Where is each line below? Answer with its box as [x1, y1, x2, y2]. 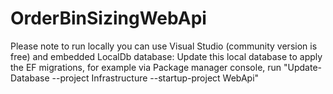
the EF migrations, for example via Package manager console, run [10, 61, 282, 73]
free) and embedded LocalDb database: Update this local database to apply [10, 50, 323, 62]
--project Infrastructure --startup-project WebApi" [51, 72, 260, 84]
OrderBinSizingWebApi [10, 7, 207, 30]
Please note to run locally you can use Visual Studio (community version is [10, 40, 318, 52]
